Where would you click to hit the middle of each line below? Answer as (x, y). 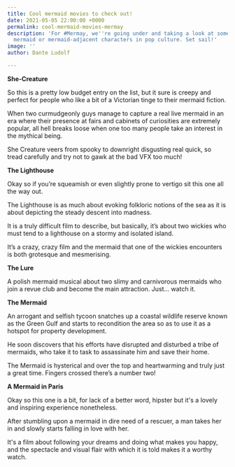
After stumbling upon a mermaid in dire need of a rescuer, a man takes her (114, 421)
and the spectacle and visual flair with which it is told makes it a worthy (110, 449)
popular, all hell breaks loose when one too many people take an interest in (115, 128)
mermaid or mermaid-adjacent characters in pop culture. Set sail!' (115, 40)
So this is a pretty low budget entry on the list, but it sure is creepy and (109, 92)
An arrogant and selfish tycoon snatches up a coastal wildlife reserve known (117, 316)
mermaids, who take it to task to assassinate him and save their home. (108, 351)
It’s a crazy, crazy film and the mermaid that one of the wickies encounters (115, 246)
